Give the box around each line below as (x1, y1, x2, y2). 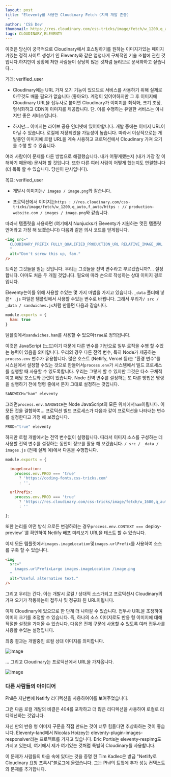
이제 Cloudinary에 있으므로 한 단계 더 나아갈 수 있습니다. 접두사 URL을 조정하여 (5, 608, 163, 614)
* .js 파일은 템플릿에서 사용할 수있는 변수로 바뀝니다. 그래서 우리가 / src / (9, 296, 159, 302)
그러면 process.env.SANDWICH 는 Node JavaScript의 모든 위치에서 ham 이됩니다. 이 (5, 401, 165, 407)
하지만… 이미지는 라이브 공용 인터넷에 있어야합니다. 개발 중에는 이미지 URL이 (12, 123, 165, 129)
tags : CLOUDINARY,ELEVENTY (5, 31, 63, 36)
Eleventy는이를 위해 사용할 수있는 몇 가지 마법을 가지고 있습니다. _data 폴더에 (5, 289, 159, 295)
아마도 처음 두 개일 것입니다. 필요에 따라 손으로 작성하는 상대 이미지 (20, 272, 153, 279)
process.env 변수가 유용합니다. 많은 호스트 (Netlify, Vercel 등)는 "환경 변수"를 (5, 356, 161, 361)
